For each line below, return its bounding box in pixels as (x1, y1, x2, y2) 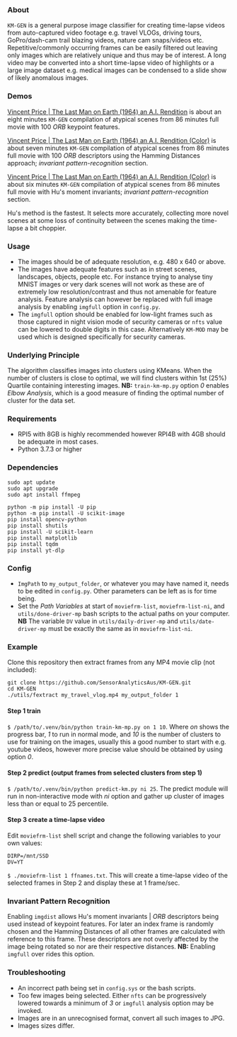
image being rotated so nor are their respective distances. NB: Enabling (7, 942, 216, 951)
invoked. (17, 1006, 43, 1014)
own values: (7, 838, 42, 847)
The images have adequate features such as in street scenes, (17, 265, 197, 273)
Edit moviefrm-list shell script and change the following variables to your (7, 831, 221, 840)
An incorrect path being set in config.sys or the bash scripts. (17, 983, 196, 992)
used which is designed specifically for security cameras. (17, 332, 186, 341)
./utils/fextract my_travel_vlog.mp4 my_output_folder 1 (7, 692, 179, 699)
